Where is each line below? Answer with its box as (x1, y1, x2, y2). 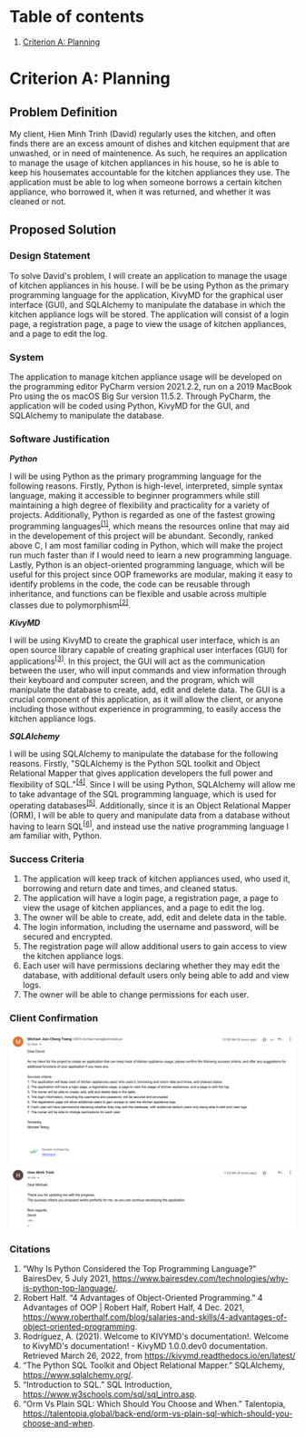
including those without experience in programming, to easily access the (9, 704, 281, 715)
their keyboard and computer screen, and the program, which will (9, 675, 254, 686)
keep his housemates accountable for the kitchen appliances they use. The (9, 166, 290, 178)
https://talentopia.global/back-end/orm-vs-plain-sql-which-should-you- (22, 1408, 293, 1419)
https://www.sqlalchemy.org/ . (22, 1370, 133, 1381)
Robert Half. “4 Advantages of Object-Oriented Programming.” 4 (22, 1293, 263, 1303)
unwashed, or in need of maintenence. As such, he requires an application (9, 147, 288, 158)
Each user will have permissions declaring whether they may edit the (22, 960, 280, 971)
